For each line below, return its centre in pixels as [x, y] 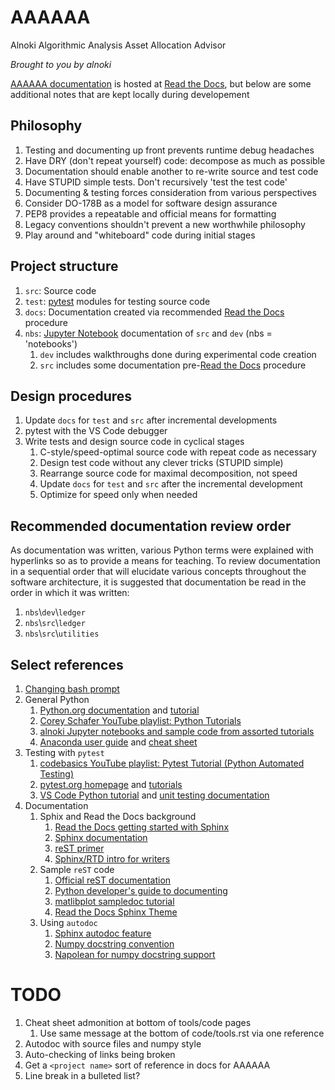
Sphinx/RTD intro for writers [112, 859]
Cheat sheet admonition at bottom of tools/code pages [138, 1022]
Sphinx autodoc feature [103, 933]
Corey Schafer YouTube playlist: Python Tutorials [140, 720]
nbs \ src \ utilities [62, 633]
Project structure [64, 266]
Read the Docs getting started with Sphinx [142, 827]
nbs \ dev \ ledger [55, 612]
